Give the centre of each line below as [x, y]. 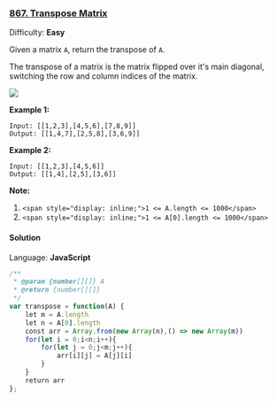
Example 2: [30, 150]
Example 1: [30, 110]
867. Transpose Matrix [58, 13]
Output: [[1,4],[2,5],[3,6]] [63, 174]
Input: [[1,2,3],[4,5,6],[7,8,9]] [73, 127]
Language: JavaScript [50, 257]
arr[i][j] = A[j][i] [94, 356]
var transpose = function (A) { [67, 306]
